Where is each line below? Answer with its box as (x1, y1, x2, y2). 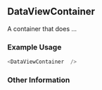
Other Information (7, 74, 70, 84)
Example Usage (7, 42, 62, 52)
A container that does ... (7, 24, 77, 33)
